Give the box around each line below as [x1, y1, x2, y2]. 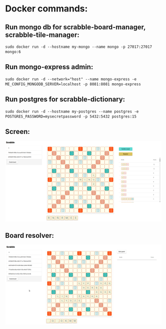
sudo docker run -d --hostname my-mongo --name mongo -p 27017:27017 [5, 44, 153, 49]
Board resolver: [5, 231, 54, 239]
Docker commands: [5, 3, 88, 14]
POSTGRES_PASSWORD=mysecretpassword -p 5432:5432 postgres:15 [5, 114, 137, 119]
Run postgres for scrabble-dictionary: [5, 95, 125, 104]
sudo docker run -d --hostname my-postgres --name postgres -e [5, 109, 139, 114]
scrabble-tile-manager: [5, 30, 80, 39]
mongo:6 [5, 49, 21, 54]
